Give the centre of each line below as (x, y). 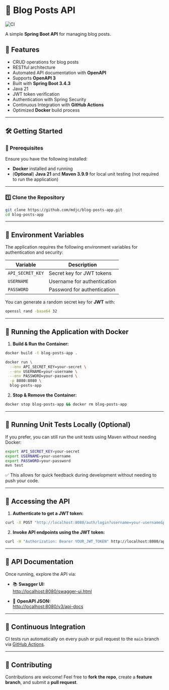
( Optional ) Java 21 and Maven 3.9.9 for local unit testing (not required (86, 174)
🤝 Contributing (29, 665)
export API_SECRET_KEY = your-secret (43, 451)
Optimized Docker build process (46, 110)
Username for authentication (82, 281)
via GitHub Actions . (25, 644)
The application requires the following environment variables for (72, 247)
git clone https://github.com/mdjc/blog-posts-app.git (64, 210)
